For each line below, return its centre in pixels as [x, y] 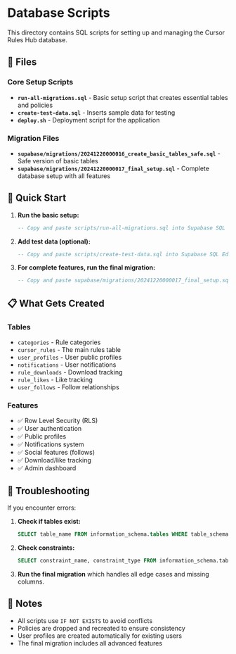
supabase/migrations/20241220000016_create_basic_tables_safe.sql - [119, 153]
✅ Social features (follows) [56, 453]
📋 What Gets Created [56, 303]
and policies [35, 105]
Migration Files [33, 138]
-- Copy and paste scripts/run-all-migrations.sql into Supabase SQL [122, 228]
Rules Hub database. [38, 39]
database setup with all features [64, 176]
